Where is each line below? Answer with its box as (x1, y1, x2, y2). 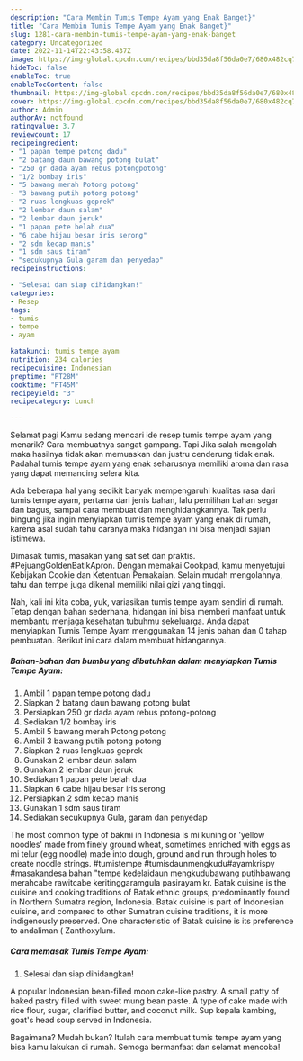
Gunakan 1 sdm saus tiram (22, 803, 121, 814)
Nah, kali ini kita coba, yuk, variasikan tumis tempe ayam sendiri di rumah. (10, 597, 284, 607)
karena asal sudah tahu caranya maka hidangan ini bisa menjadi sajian (10, 524, 271, 535)
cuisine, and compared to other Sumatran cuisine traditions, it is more (10, 906, 269, 917)
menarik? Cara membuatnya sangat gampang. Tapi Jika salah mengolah (10, 439, 278, 450)
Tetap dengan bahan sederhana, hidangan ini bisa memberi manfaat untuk (10, 607, 286, 617)
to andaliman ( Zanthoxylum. (10, 925, 116, 936)
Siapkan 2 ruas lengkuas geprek (22, 745, 143, 756)
